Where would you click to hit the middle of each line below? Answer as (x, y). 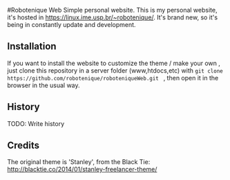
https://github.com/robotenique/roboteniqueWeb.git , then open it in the (113, 78)
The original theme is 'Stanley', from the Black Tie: (79, 162)
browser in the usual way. (44, 85)
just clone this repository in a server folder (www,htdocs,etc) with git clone (115, 70)
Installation (32, 47)
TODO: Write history (36, 123)
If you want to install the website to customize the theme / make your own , (114, 63)
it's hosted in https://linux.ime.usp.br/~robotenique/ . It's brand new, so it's (113, 17)
